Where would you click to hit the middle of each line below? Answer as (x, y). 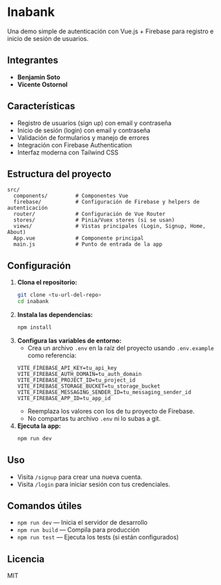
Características (41, 106)
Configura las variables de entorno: (69, 341)
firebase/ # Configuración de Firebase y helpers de (106, 202)
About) (17, 233)
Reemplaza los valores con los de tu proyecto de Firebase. (111, 411)
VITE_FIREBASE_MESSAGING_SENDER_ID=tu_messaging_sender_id (104, 392)
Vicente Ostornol (42, 84)
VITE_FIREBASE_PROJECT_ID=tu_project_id (76, 380)
